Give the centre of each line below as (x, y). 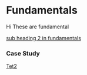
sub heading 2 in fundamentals (43, 38)
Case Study (23, 53)
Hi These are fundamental (38, 27)
